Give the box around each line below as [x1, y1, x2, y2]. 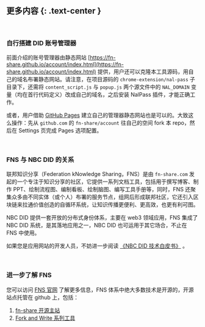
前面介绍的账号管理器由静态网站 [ [6, 54, 90, 61]
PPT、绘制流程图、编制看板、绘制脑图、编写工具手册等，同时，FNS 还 [13, 186, 191, 193]
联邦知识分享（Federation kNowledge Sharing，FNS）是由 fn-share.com [6, 171, 188, 178]
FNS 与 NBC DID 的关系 [6, 155, 74, 164]
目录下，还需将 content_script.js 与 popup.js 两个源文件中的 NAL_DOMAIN [6, 83, 190, 90]
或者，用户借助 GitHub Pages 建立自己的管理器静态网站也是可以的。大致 [6, 112, 189, 119]
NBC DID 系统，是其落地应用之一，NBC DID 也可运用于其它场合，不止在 [6, 222, 187, 229]
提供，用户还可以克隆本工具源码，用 [97, 68, 189, 75]
